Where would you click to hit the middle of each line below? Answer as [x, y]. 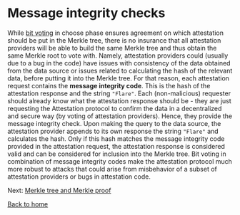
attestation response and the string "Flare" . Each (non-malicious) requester [119, 93]
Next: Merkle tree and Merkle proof [59, 190]
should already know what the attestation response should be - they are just [120, 100]
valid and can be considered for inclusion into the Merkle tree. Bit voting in [117, 154]
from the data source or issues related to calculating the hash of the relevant [120, 70]
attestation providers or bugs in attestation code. [79, 177]
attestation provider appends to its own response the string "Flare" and [113, 131]
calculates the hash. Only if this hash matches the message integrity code [116, 138]
